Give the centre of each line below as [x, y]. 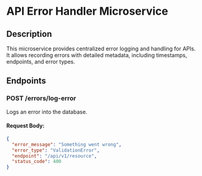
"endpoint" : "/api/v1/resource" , [54, 156]
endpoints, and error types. [41, 62]
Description [29, 34]
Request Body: [25, 126]
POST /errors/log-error [41, 98]
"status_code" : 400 [37, 162]
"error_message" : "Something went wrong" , [67, 144]
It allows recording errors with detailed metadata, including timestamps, [97, 55]
